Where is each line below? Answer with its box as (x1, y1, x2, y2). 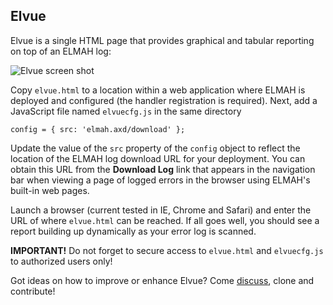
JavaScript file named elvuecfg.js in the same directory (10, 105, 242, 117)
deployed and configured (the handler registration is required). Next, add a (10, 94, 318, 106)
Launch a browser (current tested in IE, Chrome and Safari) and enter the (10, 204, 312, 216)
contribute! (10, 285, 56, 297)
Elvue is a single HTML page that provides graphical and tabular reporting (10, 34, 315, 46)
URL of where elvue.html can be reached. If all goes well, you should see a (10, 214, 320, 226)
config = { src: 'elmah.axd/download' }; (10, 124, 186, 134)
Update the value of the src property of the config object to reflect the (10, 142, 301, 154)
